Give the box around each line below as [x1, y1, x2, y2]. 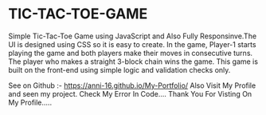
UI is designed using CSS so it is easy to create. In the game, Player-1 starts [8, 39, 256, 49]
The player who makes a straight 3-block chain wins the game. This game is [8, 57, 259, 66]
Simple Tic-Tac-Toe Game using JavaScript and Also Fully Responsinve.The [8, 31, 257, 41]
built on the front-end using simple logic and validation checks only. [8, 65, 231, 74]
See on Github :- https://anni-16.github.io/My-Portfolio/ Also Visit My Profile [8, 81, 256, 90]
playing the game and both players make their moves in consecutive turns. [8, 48, 253, 57]
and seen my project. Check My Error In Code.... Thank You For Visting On [8, 89, 252, 98]
